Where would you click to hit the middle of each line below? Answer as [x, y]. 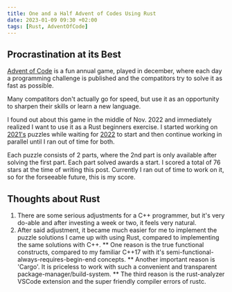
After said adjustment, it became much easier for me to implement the [117, 230]
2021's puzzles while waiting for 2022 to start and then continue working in [115, 135]
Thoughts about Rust [54, 198]
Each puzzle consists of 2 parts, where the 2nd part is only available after [112, 155]
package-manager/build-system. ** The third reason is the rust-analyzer [121, 274]
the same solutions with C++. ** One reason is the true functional [110, 245]
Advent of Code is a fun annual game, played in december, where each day [115, 71]
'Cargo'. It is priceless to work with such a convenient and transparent [117, 267]
